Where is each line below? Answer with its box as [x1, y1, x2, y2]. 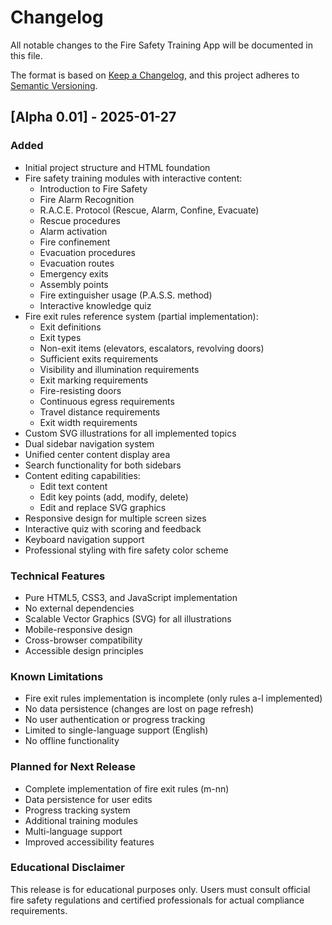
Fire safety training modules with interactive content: [24, 172, 243, 184]
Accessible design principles [24, 644, 144, 656]
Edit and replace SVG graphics [39, 501, 167, 513]
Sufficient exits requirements [39, 352, 159, 365]
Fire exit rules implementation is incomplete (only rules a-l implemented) [24, 692, 323, 705]
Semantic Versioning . [10, 79, 98, 91]
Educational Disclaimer [10, 861, 125, 875]
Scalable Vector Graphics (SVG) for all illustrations [24, 612, 232, 625]
